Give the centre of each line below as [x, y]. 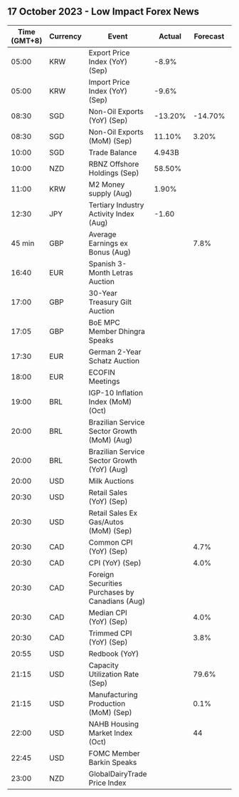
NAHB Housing [114, 724]
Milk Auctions [111, 481]
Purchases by [111, 592]
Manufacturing [113, 694]
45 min [23, 243]
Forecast [209, 36]
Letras [123, 272]
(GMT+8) [27, 41]
